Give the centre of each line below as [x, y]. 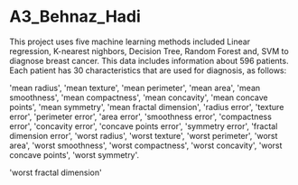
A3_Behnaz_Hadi [75, 17]
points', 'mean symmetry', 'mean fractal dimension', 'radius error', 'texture [147, 106]
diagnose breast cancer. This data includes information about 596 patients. [149, 60]
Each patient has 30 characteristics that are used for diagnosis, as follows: [148, 70]
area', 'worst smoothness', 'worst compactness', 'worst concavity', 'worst [146, 145]
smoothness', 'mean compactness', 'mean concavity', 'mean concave [139, 97]
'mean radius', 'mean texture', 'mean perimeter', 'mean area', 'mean [135, 88]
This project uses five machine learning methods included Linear [130, 42]
